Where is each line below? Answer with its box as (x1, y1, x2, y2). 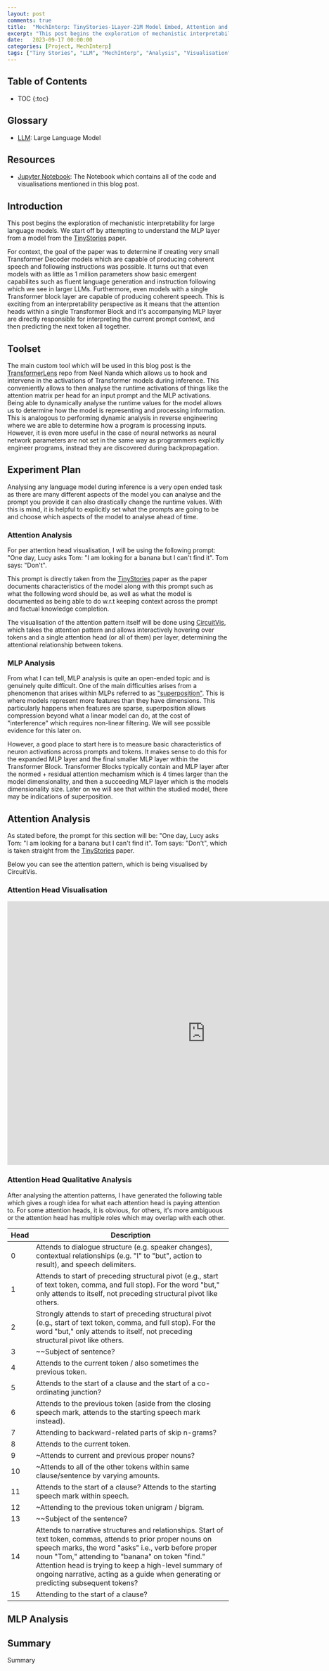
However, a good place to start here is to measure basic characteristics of (7, 740, 221, 749)
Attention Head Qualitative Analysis (7, 1175, 132, 1185)
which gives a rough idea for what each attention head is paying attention (7, 1198, 220, 1207)
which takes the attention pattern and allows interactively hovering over (7, 625, 214, 634)
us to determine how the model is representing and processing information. (7, 406, 226, 414)
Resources (7, 153, 56, 165)
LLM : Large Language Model (17, 133, 101, 141)
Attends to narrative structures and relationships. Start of (36, 1525, 224, 1535)
